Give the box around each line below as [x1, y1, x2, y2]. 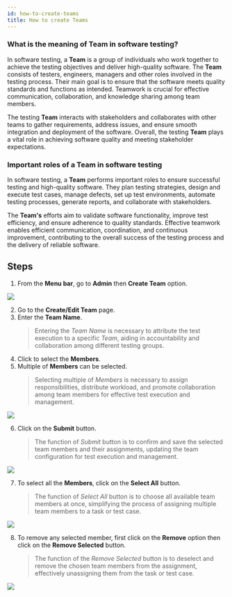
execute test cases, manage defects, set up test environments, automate [7, 190, 215, 199]
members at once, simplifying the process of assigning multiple [34, 499, 217, 507]
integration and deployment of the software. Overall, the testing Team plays [7, 128, 224, 136]
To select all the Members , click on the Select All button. [17, 478, 181, 487]
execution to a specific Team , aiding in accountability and [34, 334, 200, 342]
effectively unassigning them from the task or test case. [34, 569, 194, 577]
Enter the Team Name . [17, 313, 83, 321]
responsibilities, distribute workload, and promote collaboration [34, 382, 216, 391]
